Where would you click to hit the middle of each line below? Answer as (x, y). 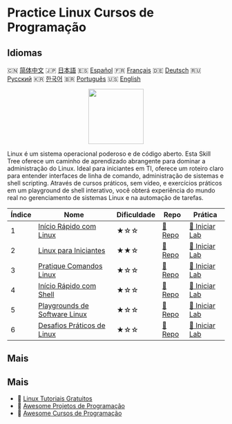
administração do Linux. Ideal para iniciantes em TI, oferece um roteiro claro (116, 168)
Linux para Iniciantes (71, 251)
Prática (205, 215)
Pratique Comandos (70, 266)
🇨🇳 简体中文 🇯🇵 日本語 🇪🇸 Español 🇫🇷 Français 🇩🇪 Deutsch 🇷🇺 (104, 70)
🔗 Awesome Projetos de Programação (71, 406)
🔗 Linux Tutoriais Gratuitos (55, 398)
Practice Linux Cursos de (80, 13)
